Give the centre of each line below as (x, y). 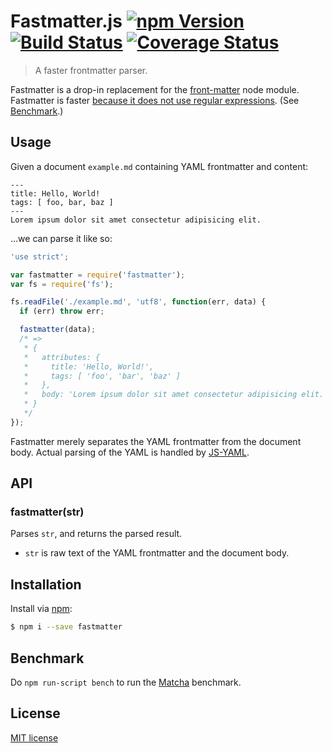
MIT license (34, 737)
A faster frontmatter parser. (91, 70)
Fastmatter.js (66, 21)
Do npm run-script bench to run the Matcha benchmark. (126, 682)
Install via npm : (41, 609)
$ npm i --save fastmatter (66, 627)
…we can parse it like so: (61, 238)
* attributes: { (62, 357)
